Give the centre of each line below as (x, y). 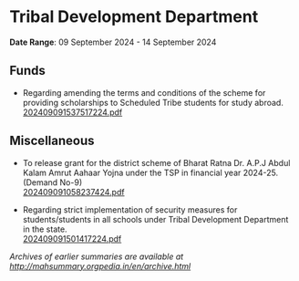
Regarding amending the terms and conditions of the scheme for (144, 92)
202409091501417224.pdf (72, 238)
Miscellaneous (52, 141)
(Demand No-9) (52, 182)
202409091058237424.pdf (73, 192)
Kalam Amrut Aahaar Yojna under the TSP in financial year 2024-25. (150, 172)
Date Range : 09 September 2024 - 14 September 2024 (113, 42)
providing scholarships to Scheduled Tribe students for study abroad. (153, 102)
